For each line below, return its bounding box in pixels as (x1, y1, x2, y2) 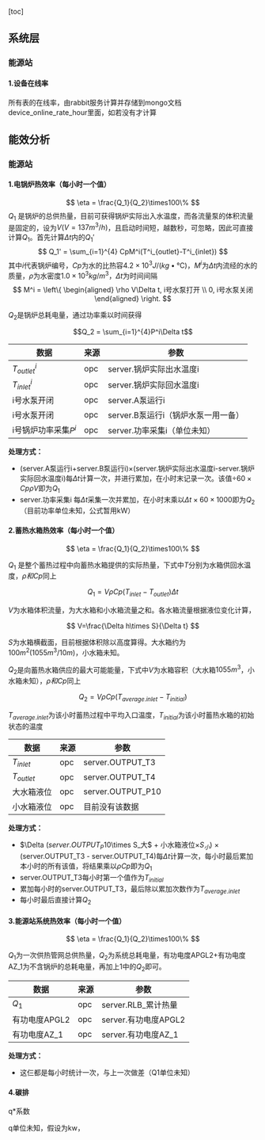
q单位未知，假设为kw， (8, 1123, 85, 1133)
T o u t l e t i (12, 361, 37, 376)
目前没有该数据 (83, 802, 140, 813)
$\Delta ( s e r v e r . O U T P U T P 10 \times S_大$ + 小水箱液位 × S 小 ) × (19, 840, 219, 852)
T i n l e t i (12, 377, 33, 391)
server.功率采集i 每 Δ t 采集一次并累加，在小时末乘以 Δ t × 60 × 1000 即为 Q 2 (19, 494, 256, 506)
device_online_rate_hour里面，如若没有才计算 (8, 107, 157, 117)
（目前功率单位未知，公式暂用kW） (19, 506, 135, 516)
